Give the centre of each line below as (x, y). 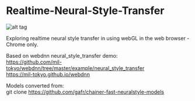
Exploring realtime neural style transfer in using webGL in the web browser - (98, 38)
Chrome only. (22, 44)
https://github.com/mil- (34, 62)
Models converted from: (35, 85)
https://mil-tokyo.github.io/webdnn (48, 74)
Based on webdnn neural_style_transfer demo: (62, 55)
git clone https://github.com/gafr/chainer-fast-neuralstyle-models (85, 92)
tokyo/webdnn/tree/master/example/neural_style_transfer (75, 68)
